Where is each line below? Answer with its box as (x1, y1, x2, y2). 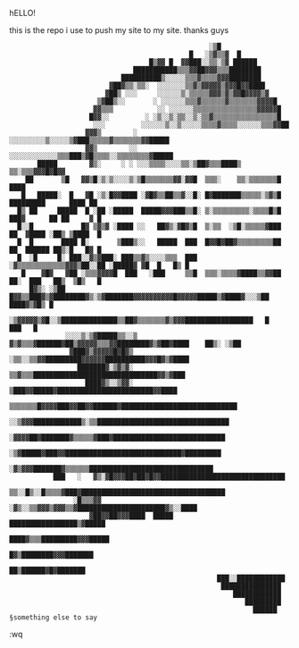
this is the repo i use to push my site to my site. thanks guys (9, 25, 229, 35)
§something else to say (9, 613, 98, 622)
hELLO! (9, 8, 36, 18)
